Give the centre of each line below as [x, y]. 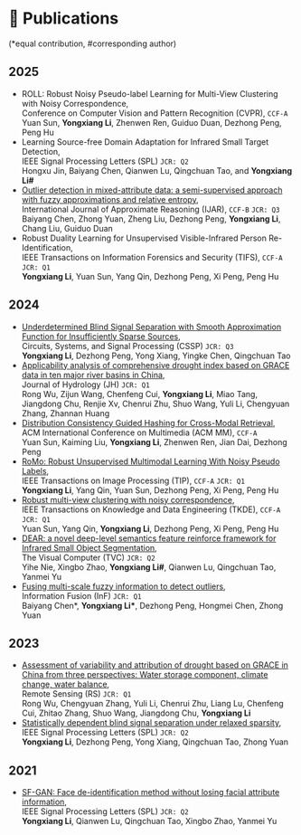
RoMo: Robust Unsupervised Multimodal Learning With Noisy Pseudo [151, 461]
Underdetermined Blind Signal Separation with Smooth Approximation [151, 327]
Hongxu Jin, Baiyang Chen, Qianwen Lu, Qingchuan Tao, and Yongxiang [157, 170]
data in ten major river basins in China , [93, 375]
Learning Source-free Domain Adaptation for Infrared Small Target [145, 142]
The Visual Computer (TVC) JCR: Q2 [88, 557]
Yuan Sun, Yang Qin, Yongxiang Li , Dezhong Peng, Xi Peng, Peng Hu [150, 528]
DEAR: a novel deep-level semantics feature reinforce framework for [149, 538]
